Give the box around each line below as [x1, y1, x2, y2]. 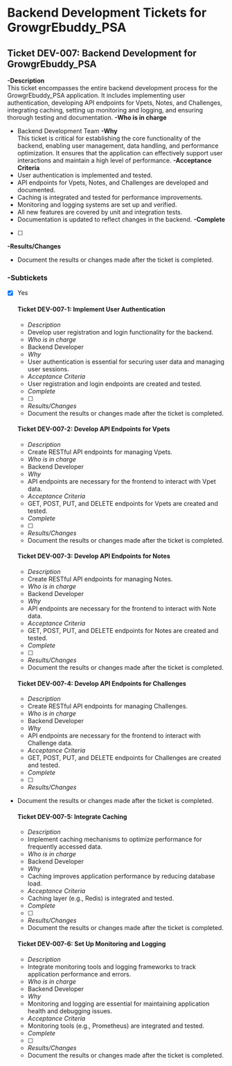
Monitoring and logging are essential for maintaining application [27, 999, 210, 1008]
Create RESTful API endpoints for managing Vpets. [27, 448, 173, 456]
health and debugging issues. [27, 1006, 113, 1015]
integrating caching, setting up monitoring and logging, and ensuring [7, 106, 203, 114]
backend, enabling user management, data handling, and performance [17, 142, 219, 150]
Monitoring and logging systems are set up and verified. [17, 201, 177, 209]
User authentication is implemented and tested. [17, 171, 153, 179]
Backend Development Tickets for [7, 5, 207, 21]
